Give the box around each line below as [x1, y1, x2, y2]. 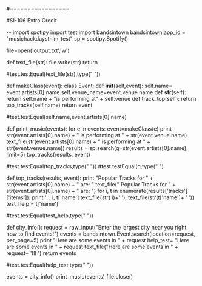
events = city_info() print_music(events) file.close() [6, 273, 133, 280]
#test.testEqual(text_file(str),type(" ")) [6, 70, 101, 78]
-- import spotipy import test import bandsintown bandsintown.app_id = [6, 29, 186, 36]
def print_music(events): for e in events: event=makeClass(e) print [6, 125, 172, 132]
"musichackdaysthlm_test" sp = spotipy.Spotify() [6, 35, 129, 42]
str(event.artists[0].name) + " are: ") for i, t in [6, 188, 118, 194]
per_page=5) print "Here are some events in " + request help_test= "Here [6, 237, 190, 243]
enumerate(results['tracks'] [119, 188, 188, 194]
